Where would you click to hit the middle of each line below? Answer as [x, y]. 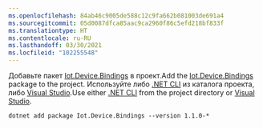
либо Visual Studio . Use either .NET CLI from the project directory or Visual [131, 92]
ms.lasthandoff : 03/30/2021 [55, 46]
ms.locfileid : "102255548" [53, 53]
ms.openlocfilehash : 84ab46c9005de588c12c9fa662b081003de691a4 [116, 16]
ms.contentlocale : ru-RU [50, 38]
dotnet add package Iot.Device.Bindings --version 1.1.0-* [109, 116]
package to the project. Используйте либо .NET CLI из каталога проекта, [131, 84]
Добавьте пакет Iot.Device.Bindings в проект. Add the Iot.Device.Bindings [131, 76]
